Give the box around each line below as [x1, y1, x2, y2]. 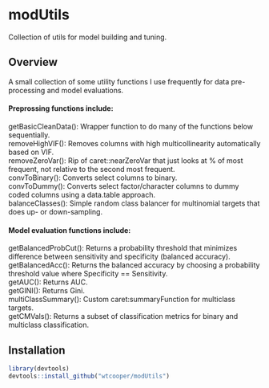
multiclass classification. [8, 320, 90, 330]
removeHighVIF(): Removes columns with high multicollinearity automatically [8, 138, 261, 148]
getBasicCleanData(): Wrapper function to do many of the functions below [8, 121, 254, 131]
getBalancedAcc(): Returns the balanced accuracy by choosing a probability [8, 260, 260, 270]
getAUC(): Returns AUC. [8, 277, 88, 287]
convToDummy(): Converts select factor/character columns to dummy [8, 181, 239, 190]
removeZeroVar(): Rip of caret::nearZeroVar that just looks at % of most [8, 155, 243, 165]
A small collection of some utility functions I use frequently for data [8, 76, 230, 86]
